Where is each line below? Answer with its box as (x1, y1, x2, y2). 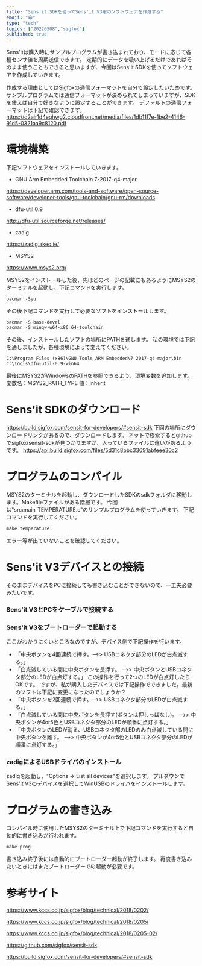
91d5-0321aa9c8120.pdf (6, 120, 67, 127)
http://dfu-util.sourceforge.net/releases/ (6, 218, 106, 225)
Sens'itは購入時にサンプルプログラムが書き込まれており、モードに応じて (6, 49, 186, 56)
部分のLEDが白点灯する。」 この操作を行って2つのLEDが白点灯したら (20, 673, 191, 681)
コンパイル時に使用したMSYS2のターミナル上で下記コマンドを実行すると (6, 824, 189, 832)
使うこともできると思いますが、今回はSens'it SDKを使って (22, 64, 167, 71)
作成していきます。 (16, 71, 65, 78)
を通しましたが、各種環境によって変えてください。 (6, 343, 133, 351)
